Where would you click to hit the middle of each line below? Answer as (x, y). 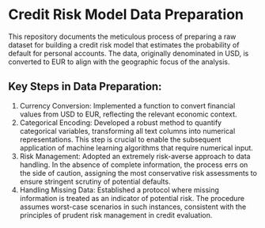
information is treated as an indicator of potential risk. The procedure (132, 198)
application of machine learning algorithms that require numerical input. (136, 147)
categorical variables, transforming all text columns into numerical (127, 131)
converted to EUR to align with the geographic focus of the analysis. (119, 62)
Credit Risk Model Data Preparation (126, 15)
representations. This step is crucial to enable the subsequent (120, 139)
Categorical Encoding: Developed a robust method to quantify (121, 122)
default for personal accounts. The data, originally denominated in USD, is (129, 53)
